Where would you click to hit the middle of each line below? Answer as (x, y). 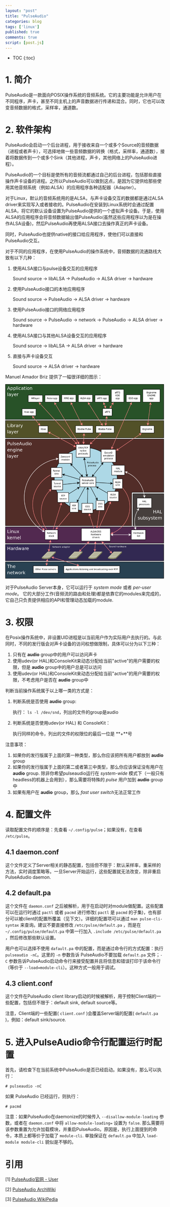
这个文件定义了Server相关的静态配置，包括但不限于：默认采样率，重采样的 (83, 865)
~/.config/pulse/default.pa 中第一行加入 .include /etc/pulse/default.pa (83, 931)
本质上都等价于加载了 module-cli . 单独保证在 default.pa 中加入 (80, 1136)
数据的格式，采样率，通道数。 (50, 107)
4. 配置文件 (28, 815)
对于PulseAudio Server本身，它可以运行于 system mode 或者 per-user (78, 587)
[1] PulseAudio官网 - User (32, 1179)
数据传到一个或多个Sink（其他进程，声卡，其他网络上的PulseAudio (83, 158)
